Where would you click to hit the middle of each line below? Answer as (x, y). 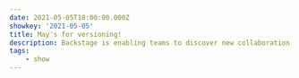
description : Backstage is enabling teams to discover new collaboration (150, 43)
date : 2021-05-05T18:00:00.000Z (69, 17)
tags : (19, 51)
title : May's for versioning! (66, 34)
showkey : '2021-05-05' (51, 26)
